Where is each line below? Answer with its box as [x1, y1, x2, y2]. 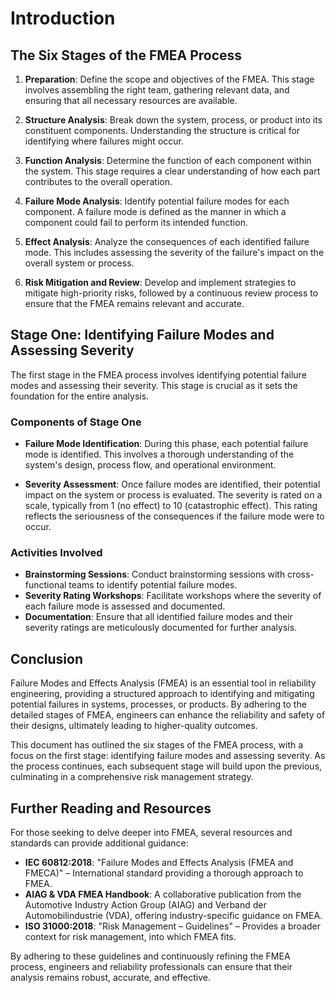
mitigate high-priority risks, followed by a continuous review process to [24, 287, 319, 299]
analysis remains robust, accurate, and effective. [10, 972, 211, 984]
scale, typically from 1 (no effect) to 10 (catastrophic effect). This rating [24, 500, 318, 512]
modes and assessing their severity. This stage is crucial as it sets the [10, 379, 298, 391]
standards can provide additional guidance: [10, 837, 189, 849]
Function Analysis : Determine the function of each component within [24, 155, 312, 166]
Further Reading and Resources [10, 800, 212, 817]
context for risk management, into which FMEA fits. [24, 931, 237, 943]
